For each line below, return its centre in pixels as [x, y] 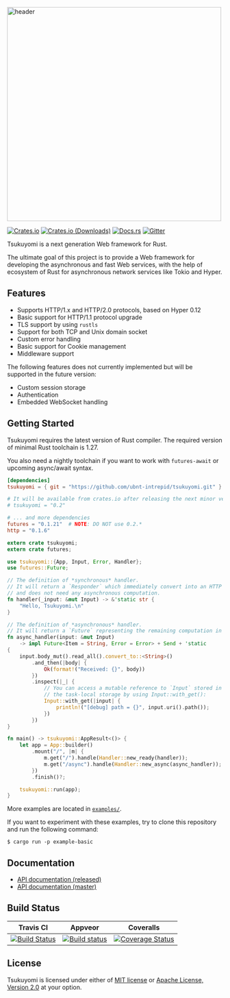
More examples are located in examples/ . [64, 809]
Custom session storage [51, 387]
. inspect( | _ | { [53, 682]
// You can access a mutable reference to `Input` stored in [133, 688]
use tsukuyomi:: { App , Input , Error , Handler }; [75, 562]
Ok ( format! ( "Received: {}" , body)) [94, 669]
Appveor [85, 927]
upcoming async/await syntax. [50, 468]
